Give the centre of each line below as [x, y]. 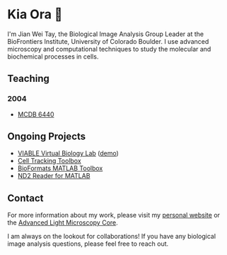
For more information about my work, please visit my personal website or [114, 215]
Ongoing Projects [47, 137]
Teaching [28, 79]
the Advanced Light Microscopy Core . [63, 223]
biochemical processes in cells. [53, 57]
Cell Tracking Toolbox [49, 161]
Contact [25, 198]
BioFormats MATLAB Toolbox [60, 168]
